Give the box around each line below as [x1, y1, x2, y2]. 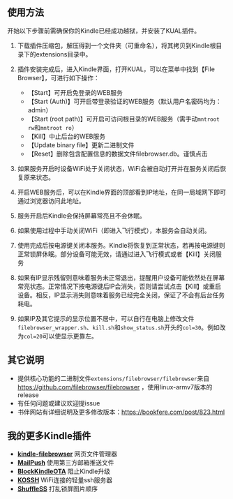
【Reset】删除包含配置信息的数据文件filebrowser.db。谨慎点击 [27, 149, 208, 158]
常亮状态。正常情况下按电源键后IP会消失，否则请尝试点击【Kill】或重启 [17, 282, 222, 290]
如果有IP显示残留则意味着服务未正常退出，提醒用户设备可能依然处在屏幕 [17, 273, 225, 281]
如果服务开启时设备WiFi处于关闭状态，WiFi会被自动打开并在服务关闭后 [17, 164, 220, 172]
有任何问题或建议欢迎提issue [17, 399, 100, 407]
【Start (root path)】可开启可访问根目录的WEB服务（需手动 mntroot [27, 114, 220, 123]
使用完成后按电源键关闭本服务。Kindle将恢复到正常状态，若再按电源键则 [17, 241, 225, 249]
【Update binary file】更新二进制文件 [27, 140, 135, 149]
